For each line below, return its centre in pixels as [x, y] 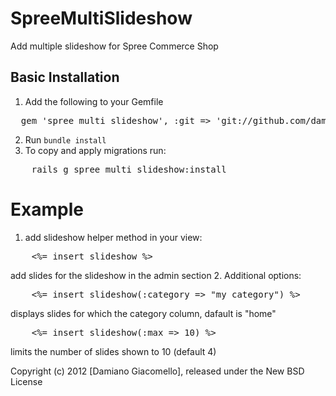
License [26, 381]
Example [47, 209]
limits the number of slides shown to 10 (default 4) [113, 351]
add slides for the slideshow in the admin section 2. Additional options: [156, 275]
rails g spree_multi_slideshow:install [129, 169]
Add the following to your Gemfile [94, 101]
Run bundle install [65, 139]
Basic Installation [65, 77]
